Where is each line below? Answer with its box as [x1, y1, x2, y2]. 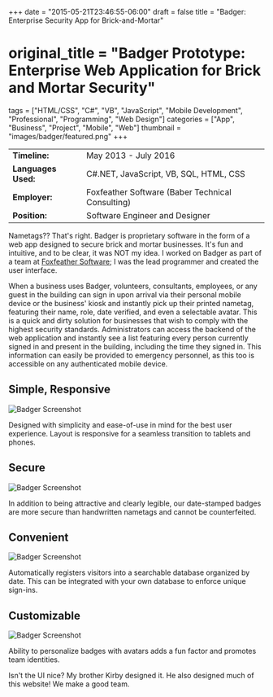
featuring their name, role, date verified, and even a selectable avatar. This [8, 307, 258, 317]
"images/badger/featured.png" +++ [8, 131, 128, 141]
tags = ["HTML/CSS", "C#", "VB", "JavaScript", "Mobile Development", [8, 105, 244, 115]
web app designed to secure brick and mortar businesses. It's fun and [8, 239, 244, 249]
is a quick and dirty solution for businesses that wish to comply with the [8, 315, 249, 325]
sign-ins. [8, 585, 38, 595]
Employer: [12, 191, 53, 203]
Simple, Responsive [8, 383, 111, 397]
